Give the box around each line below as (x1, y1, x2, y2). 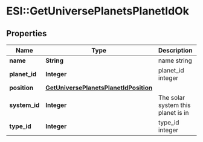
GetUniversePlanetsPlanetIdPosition (45, 83, 153, 92)
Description (158, 47, 193, 54)
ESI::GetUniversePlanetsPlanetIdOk (6, 4, 189, 18)
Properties (6, 28, 47, 39)
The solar (158, 94, 185, 102)
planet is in (158, 109, 189, 117)
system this (158, 101, 192, 109)
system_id (9, 101, 40, 109)
